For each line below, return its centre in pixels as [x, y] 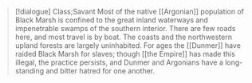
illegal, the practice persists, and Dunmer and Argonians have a [119, 62]
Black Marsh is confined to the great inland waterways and [112, 20]
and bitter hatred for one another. [100, 71]
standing [30, 71]
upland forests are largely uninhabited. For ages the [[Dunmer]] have [128, 45]
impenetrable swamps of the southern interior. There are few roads [125, 28]
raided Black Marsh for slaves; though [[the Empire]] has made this [125, 54]
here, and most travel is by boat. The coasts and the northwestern [124, 37]
